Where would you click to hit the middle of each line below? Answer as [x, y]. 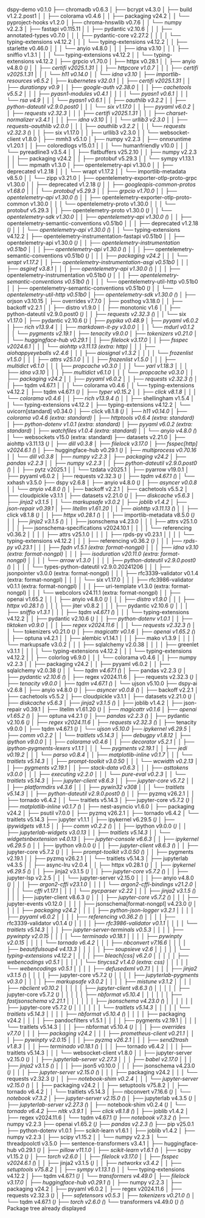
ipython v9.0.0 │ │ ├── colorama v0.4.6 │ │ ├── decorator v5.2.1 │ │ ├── [101, 742]
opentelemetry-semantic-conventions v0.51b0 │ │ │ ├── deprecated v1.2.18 [102, 223]
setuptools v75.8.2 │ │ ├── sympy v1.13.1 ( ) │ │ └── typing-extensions [96, 1169]
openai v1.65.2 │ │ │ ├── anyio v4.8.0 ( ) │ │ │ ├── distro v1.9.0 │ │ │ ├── [101, 599]
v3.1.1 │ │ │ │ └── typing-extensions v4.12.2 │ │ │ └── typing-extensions [99, 651]
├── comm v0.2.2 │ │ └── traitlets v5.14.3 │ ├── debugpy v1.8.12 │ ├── [99, 735]
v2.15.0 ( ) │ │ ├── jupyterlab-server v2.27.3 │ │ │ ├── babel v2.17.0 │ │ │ [100, 1059]
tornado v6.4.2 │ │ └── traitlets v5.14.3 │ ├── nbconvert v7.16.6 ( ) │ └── [99, 1091]
